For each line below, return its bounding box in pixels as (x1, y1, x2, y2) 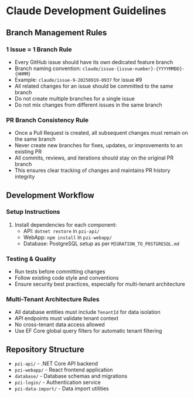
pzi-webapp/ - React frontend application (14, 366, 113, 373)
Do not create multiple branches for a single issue (14, 95, 135, 102)
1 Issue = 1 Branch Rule (6, 45, 72, 54)
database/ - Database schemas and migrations (14, 373, 128, 380)
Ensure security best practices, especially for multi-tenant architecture (14, 281, 186, 288)
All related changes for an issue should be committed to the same (14, 82, 173, 89)
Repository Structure (6, 344, 85, 354)
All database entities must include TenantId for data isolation (14, 309, 161, 316)
